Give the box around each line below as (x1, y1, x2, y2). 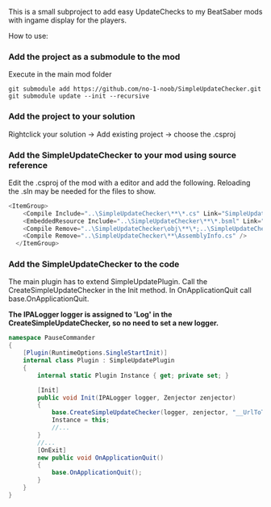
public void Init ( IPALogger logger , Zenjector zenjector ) (37, 393, 236, 402)
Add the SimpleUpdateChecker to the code (8, 258, 180, 270)
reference (8, 159, 48, 170)
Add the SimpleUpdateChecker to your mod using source (8, 149, 236, 161)
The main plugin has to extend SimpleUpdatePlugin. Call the (8, 277, 208, 287)
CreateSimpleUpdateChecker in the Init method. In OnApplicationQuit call (8, 286, 252, 295)
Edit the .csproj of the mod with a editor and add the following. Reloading (8, 178, 251, 187)
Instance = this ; (51, 416, 110, 425)
